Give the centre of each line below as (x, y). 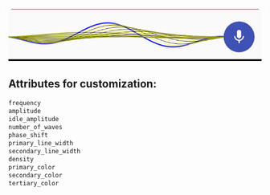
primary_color (32, 168)
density (21, 160)
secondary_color (35, 176)
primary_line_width (41, 144)
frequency (25, 104)
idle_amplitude (34, 120)
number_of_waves (35, 128)
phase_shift (28, 136)
